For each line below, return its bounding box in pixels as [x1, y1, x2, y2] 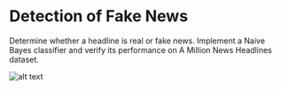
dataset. [9, 54, 40, 64]
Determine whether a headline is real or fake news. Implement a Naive [9, 35, 266, 46]
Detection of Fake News [9, 6, 189, 26]
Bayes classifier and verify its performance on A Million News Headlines [9, 44, 272, 55]
